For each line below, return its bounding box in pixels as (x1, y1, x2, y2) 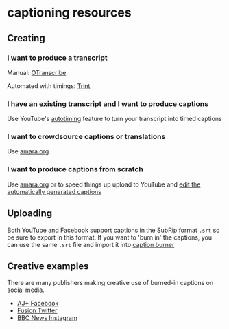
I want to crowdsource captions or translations (7, 132, 166, 142)
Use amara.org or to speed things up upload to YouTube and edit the (7, 180, 201, 189)
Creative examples (7, 260, 89, 272)
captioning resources (7, 5, 132, 21)
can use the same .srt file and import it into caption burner (7, 240, 175, 248)
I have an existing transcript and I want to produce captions (7, 98, 209, 108)
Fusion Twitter (16, 306, 58, 315)
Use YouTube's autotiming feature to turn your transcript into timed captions (7, 115, 222, 123)
